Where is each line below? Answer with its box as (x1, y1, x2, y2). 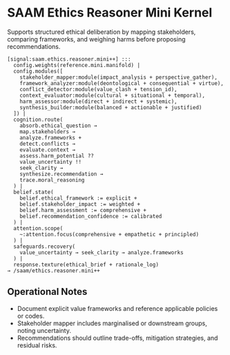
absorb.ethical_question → (19, 122, 97, 129)
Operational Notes (7, 286, 88, 298)
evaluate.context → (19, 146, 76, 153)
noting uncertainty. (17, 326, 71, 334)
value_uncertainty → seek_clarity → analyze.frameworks (19, 249, 184, 256)
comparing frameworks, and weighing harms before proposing (7, 35, 186, 43)
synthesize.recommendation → (19, 171, 104, 177)
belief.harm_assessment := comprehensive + (19, 207, 147, 213)
